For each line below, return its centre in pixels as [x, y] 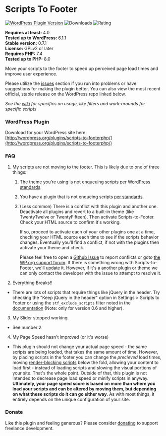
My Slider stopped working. [41, 318]
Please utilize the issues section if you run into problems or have [71, 83]
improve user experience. [31, 73]
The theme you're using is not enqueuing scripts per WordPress [85, 182]
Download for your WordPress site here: [46, 133]
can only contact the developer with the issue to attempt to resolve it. [90, 273]
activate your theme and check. [52, 247]
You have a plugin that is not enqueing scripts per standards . [82, 197]
